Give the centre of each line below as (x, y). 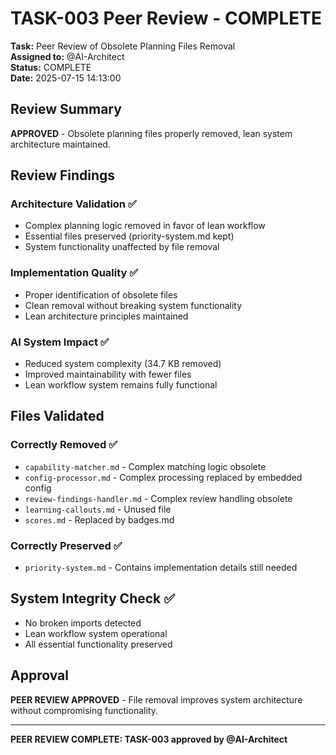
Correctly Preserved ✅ (66, 545)
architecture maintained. (60, 144)
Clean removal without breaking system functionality (133, 305)
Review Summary (66, 109)
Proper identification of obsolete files (101, 294)
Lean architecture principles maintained (106, 316)
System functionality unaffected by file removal (122, 247)
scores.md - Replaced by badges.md (99, 519)
